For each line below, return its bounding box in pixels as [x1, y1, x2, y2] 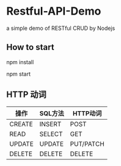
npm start [6, 70, 31, 78]
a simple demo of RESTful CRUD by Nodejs [6, 24, 116, 32]
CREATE [9, 120, 34, 128]
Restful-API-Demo [6, 4, 101, 18]
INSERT [39, 120, 62, 128]
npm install [6, 58, 34, 65]
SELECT [39, 129, 63, 138]
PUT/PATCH [70, 139, 105, 148]
